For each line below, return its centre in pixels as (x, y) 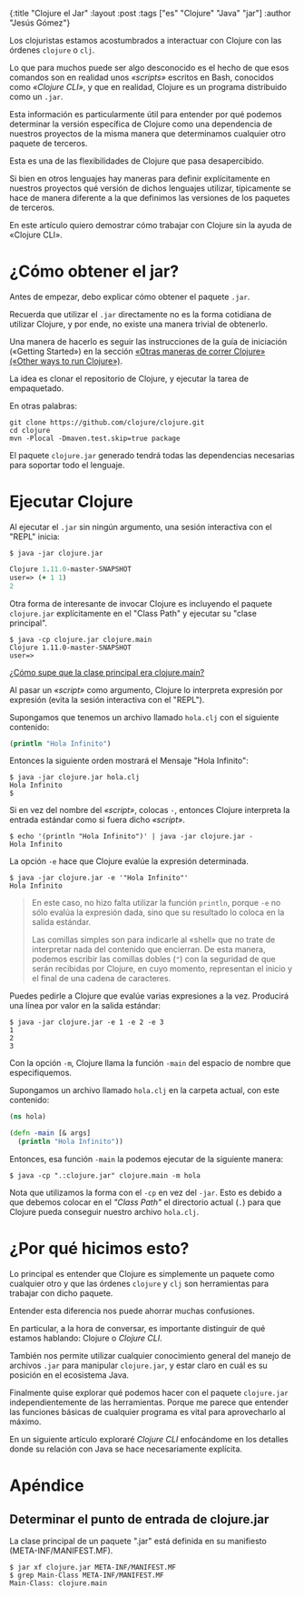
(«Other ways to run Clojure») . (66, 361)
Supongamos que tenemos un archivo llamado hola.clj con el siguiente (144, 717)
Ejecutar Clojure (71, 502)
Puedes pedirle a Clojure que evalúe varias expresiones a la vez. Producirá (149, 996)
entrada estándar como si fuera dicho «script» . (98, 820)
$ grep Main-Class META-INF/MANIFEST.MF (87, 1575)
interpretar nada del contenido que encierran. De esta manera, (148, 949)
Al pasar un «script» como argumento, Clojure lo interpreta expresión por (146, 689)
